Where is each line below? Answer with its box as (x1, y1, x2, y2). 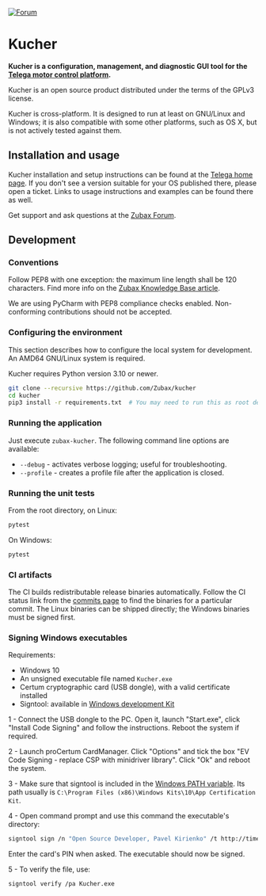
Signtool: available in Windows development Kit (19, 700, 175, 709)
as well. (8, 195, 33, 204)
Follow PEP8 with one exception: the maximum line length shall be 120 (8, 275, 237, 284)
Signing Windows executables (8, 632, 128, 643)
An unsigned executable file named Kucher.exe (19, 674, 173, 684)
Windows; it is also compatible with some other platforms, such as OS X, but (8, 117, 257, 127)
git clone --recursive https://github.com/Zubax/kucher (8, 384, 196, 392)
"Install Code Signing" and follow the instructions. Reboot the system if (8, 723, 240, 733)
